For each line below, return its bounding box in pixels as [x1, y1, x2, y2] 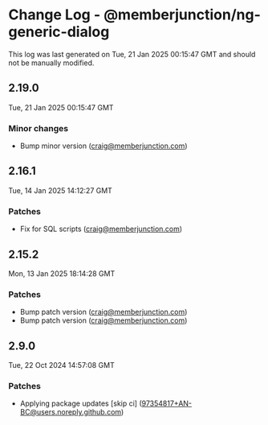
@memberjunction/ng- [103, 6, 261, 24]
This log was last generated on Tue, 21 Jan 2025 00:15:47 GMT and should [8, 49, 256, 59]
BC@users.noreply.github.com [19, 407, 122, 417]
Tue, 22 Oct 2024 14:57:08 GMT [8, 361, 115, 370]
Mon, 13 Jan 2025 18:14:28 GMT [8, 268, 116, 279]
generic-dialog [8, 23, 110, 41]
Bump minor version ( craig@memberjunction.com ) [19, 141, 188, 151]
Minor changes [8, 122, 69, 134]
